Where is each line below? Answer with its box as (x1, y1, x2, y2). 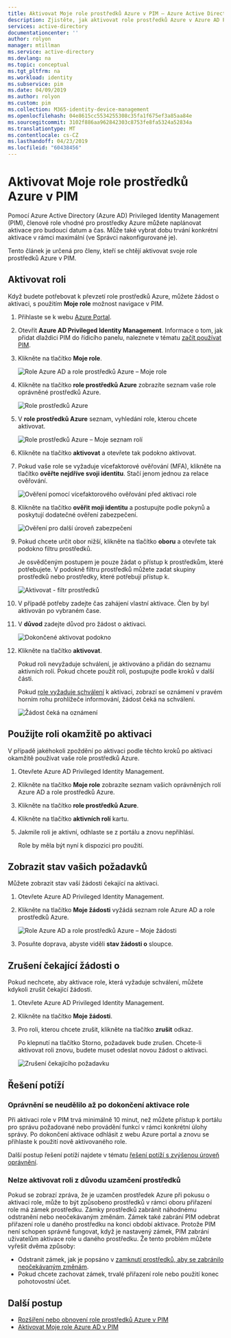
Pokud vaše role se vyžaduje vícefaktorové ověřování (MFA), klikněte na (17, 462, 221, 470)
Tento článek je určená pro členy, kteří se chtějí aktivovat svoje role (8, 246, 197, 255)
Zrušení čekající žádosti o (8, 960, 120, 971)
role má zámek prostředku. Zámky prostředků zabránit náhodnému (8, 1205, 197, 1214)
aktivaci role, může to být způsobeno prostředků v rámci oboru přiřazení (8, 1198, 212, 1207)
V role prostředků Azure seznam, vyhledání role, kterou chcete (17, 414, 197, 423)
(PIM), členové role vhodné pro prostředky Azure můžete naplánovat (8, 218, 202, 227)
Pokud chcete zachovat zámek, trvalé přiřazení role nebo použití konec (17, 1270, 219, 1278)
